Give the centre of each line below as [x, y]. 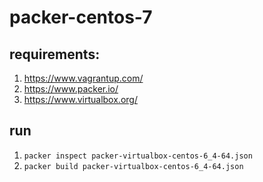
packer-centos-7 [81, 17]
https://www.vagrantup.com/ [83, 78]
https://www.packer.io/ [71, 89]
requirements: [55, 54]
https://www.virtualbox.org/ [80, 99]
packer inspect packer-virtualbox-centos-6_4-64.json [138, 156]
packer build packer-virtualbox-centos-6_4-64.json [133, 166]
